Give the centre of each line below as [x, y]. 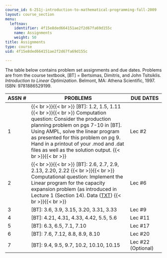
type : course [19, 47]
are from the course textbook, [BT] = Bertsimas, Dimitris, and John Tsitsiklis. [83, 75]
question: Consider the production [71, 119]
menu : [11, 19]
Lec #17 [140, 226]
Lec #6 [138, 183]
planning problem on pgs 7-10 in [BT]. [76, 125]
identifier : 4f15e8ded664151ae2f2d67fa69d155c [63, 28]
